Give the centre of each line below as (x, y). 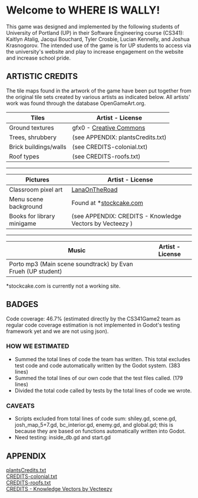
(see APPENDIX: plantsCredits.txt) (119, 137)
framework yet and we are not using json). (57, 331)
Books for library (32, 216)
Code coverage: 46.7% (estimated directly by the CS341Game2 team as (93, 318)
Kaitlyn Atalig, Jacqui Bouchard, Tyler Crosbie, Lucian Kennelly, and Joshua (98, 39)
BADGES (22, 304)
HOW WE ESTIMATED (38, 347)
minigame (23, 223)
